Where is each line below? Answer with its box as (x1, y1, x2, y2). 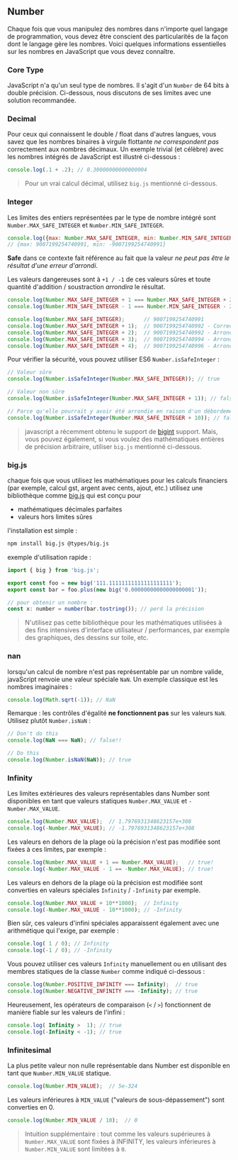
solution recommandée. (7, 96, 76, 105)
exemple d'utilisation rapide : (7, 553, 92, 561)
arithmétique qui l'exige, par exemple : (7, 926, 119, 935)
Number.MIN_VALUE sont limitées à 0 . (24, 1144, 127, 1153)
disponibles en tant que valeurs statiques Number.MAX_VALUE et (7, 797, 188, 806)
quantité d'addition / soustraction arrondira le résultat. (7, 283, 166, 291)
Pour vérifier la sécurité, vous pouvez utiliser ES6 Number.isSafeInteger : (7, 355, 220, 364)
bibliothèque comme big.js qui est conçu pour (7, 492, 142, 499)
